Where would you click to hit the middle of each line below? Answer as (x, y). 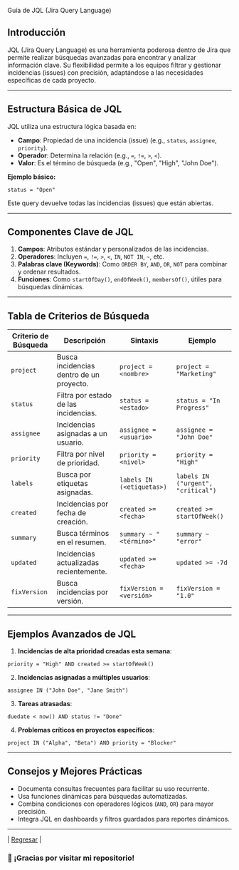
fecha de (71, 513)
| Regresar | (25, 839)
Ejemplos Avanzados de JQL (72, 634)
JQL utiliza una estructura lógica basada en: (72, 126)
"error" (189, 542)
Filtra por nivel (80, 454)
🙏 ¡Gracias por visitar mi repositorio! (71, 858)
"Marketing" (196, 374)
